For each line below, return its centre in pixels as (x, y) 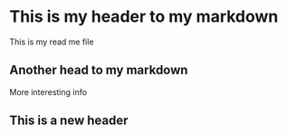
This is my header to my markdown (144, 17)
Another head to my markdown (99, 70)
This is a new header (69, 121)
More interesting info (48, 91)
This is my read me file (52, 42)
